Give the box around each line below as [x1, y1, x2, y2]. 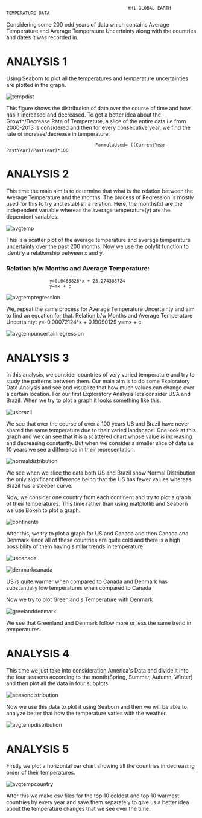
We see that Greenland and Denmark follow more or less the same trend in [6, 619, 192, 627]
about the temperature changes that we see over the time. [6, 805, 151, 812]
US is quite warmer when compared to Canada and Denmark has [6, 578, 168, 585]
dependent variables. [6, 212, 59, 220]
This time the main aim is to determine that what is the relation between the [6, 187, 194, 194]
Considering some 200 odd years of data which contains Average [6, 21, 170, 28]
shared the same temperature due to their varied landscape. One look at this [6, 427, 196, 434]
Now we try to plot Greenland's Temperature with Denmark [6, 596, 153, 603]
